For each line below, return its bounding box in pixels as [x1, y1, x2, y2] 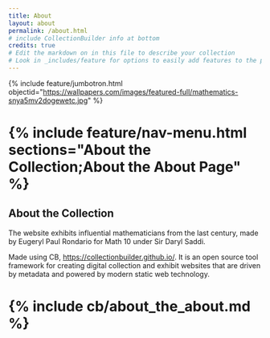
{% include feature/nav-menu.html [8, 124, 247, 142]
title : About [8, 11, 52, 20]
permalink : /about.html [8, 26, 88, 35]
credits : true [8, 42, 56, 50]
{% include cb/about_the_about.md [8, 298, 251, 316]
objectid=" [8, 87, 43, 96]
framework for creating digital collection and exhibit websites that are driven [8, 260, 261, 270]
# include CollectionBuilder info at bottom [8, 34, 160, 43]
